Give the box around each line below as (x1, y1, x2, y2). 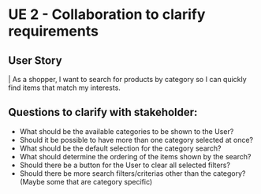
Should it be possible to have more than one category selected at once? (19, 135, 254, 144)
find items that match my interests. (8, 83, 121, 92)
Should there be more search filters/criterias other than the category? (19, 168, 246, 178)
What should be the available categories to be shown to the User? (19, 126, 234, 136)
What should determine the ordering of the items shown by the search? (19, 151, 252, 161)
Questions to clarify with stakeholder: (8, 106, 198, 119)
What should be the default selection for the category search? (19, 144, 222, 153)
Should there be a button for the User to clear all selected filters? (19, 160, 231, 170)
